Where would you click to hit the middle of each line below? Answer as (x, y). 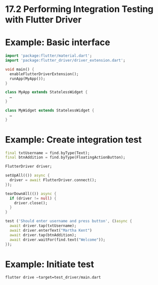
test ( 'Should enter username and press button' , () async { (69, 221)
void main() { (20, 69)
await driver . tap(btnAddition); (43, 235)
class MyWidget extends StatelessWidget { (50, 110)
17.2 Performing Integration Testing (79, 9)
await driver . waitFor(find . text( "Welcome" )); (58, 240)
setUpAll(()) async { (28, 176)
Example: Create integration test (74, 140)
